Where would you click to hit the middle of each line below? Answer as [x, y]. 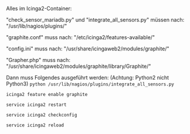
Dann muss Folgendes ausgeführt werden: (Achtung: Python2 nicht [87, 78]
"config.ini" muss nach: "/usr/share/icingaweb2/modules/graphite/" [88, 49]
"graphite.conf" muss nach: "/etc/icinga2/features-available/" [81, 37]
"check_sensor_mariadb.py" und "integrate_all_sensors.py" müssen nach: [95, 20]
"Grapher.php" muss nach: [38, 60]
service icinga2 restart [36, 105]
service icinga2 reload [35, 125]
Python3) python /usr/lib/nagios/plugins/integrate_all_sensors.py [90, 84]
